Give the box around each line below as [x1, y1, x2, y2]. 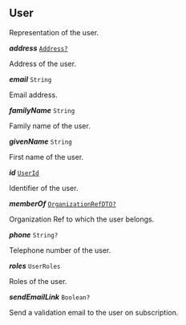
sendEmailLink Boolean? [9, 292, 91, 302]
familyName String [9, 105, 75, 115]
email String [9, 74, 52, 83]
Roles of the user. [9, 276, 67, 286]
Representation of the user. [9, 27, 99, 37]
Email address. [9, 90, 59, 100]
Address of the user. [9, 59, 77, 68]
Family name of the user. [9, 120, 91, 131]
